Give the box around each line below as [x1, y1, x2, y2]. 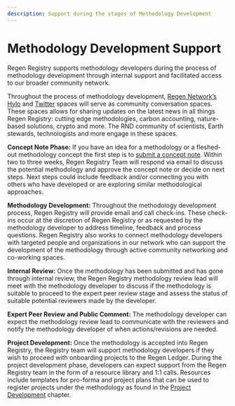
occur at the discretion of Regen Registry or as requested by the [17, 216, 203, 224]
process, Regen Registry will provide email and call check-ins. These [7, 208, 206, 217]
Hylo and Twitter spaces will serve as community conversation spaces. [7, 99, 213, 108]
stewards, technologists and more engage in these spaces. [7, 129, 178, 137]
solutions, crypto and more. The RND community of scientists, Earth [27, 122, 224, 130]
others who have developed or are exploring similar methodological [7, 180, 202, 188]
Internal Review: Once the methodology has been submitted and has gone [7, 267, 224, 275]
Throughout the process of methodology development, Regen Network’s [7, 92, 217, 100]
